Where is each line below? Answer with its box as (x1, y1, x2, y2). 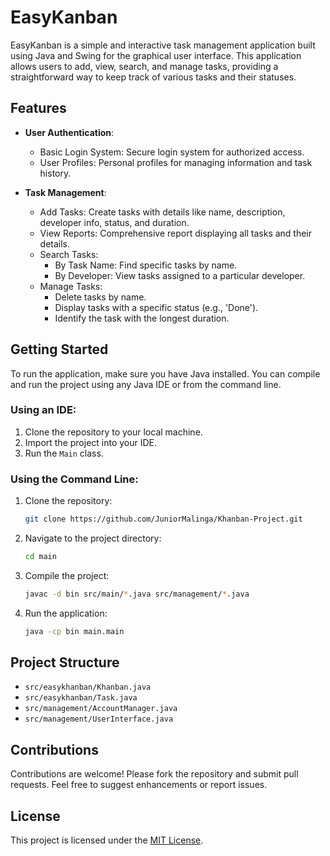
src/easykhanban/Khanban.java (24, 682, 152, 693)
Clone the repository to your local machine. (24, 426, 203, 438)
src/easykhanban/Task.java (24, 693, 138, 703)
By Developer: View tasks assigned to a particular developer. (54, 269, 306, 281)
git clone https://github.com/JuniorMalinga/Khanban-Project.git (24, 514, 303, 525)
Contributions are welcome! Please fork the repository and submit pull (10, 768, 299, 780)
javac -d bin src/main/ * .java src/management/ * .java (24, 589, 250, 599)
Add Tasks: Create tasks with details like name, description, (39, 206, 286, 218)
